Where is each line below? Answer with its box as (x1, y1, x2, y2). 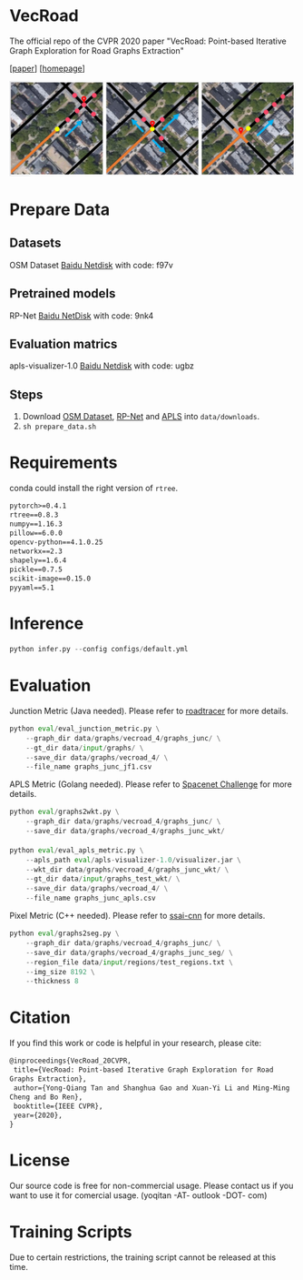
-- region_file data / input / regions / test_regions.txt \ (25, 957, 233, 967)
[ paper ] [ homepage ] (9, 63, 86, 74)
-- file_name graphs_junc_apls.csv (25, 893, 156, 903)
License (9, 1150, 71, 1171)
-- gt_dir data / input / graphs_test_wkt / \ (25, 874, 181, 883)
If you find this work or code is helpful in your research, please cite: (9, 1038, 262, 1049)
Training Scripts (9, 1222, 133, 1243)
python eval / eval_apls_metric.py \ (9, 845, 144, 855)
